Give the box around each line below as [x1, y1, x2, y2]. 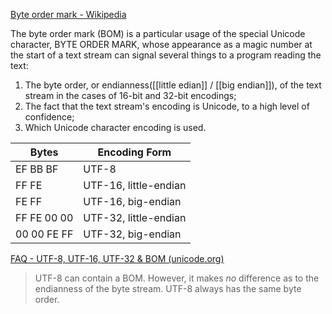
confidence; [24, 111, 75, 123]
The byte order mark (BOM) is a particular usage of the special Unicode [10, 28, 306, 39]
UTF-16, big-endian [83, 195, 182, 208]
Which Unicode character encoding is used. [24, 122, 207, 133]
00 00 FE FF [15, 227, 74, 241]
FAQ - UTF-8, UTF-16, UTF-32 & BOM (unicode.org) [10, 253, 225, 264]
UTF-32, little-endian [83, 211, 187, 224]
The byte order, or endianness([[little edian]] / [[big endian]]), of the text [24, 79, 322, 91]
